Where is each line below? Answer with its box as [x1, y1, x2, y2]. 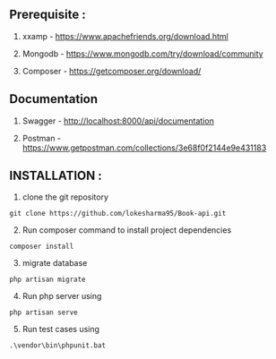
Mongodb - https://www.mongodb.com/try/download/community [22, 48, 263, 59]
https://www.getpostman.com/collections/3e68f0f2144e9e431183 [22, 142, 267, 153]
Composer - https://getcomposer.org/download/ [22, 65, 202, 76]
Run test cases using [22, 324, 100, 335]
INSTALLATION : [9, 168, 102, 184]
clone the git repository [22, 192, 109, 202]
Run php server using [22, 291, 102, 302]
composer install [9, 242, 74, 252]
